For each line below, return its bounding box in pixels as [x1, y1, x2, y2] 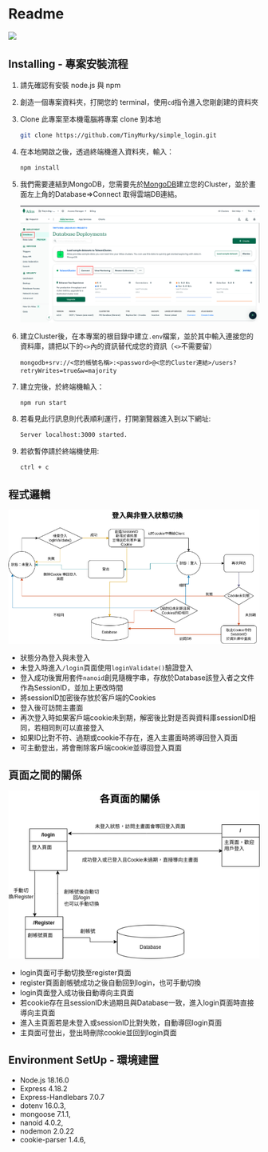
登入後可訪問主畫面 [19, 702, 84, 712]
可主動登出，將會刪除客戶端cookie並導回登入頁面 [19, 742, 182, 752]
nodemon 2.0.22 [19, 1126, 74, 1136]
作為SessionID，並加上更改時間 [19, 682, 124, 692]
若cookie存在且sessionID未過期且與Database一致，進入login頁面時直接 [19, 998, 254, 1007]
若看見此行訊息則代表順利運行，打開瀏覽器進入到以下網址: [19, 414, 211, 424]
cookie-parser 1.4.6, [19, 1134, 86, 1144]
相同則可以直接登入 [41, 722, 104, 732]
